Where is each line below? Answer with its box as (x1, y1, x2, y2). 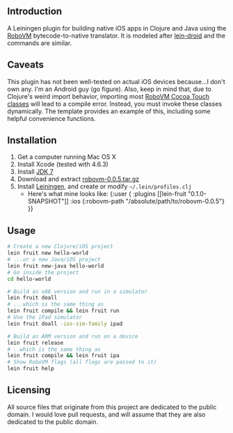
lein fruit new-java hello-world (7, 262, 104, 270)
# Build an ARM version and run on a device (7, 333, 138, 340)
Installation (7, 135, 57, 147)
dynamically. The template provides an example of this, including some (7, 107, 211, 115)
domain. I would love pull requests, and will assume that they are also (7, 410, 206, 418)
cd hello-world (7, 275, 51, 282)
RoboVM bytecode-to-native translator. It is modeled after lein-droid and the (7, 31, 226, 40)
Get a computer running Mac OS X (17, 153, 116, 161)
